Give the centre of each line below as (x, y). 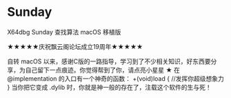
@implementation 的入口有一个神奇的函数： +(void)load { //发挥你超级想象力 (115, 78)
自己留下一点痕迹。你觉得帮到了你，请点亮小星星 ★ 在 (103, 70)
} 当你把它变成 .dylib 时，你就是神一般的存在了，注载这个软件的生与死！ (109, 87)
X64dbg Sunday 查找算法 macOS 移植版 (64, 32)
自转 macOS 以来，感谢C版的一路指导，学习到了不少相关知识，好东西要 (109, 61)
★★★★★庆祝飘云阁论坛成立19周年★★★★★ (75, 46)
